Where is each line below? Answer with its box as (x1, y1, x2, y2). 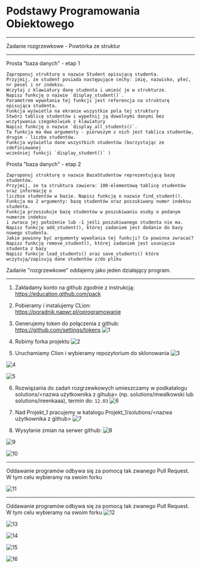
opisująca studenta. (6, 103, 58, 109)
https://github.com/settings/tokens (14, 326, 101, 333)
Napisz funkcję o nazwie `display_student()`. (6, 92, 124, 98)
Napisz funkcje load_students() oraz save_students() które (6, 251, 160, 257)
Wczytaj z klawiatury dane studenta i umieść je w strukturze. (6, 87, 167, 93)
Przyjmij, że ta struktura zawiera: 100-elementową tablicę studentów (6, 182, 186, 188)
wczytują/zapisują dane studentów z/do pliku (6, 256, 121, 262)
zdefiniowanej (6, 145, 42, 151)
